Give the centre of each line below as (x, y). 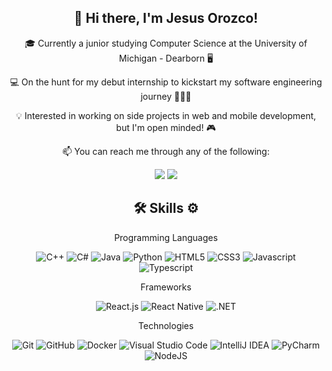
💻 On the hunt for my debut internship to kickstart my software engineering (166, 82)
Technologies (166, 325)
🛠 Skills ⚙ (166, 208)
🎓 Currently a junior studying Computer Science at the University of (166, 43)
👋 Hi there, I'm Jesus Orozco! (166, 18)
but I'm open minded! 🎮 (166, 127)
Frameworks (166, 287)
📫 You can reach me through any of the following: (166, 151)
